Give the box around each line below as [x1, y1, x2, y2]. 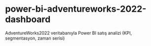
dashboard [5, 14, 51, 25]
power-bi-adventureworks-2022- [5, 3, 147, 15]
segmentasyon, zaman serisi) [5, 35, 65, 41]
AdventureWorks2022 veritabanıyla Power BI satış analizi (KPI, [5, 30, 132, 36]
